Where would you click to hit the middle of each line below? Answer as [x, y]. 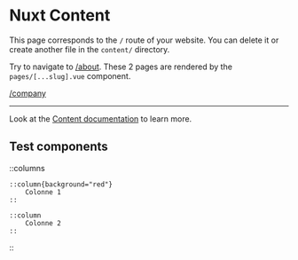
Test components [59, 147]
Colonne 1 [43, 192]
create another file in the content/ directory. [90, 49]
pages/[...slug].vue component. [70, 75]
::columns [27, 168]
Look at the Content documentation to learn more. [101, 118]
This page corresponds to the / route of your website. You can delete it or [144, 40]
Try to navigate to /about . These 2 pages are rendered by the [121, 67]
